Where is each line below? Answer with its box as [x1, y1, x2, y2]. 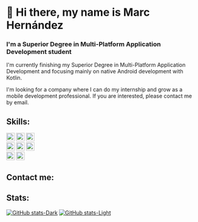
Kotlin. [6, 74, 22, 81]
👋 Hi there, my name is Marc [6, 5, 150, 19]
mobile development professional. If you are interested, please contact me [6, 92, 193, 99]
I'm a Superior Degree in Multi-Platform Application [6, 40, 161, 49]
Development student [6, 48, 72, 56]
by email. [6, 99, 29, 106]
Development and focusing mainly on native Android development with [6, 68, 183, 75]
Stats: [6, 193, 30, 203]
